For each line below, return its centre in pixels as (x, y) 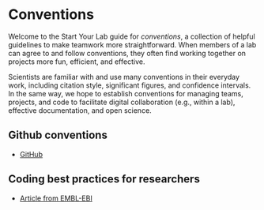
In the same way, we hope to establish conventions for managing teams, (126, 93)
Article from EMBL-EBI (56, 198)
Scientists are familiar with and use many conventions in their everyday (124, 77)
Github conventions (58, 135)
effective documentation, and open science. (80, 110)
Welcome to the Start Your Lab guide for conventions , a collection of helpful (132, 36)
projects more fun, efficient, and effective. (77, 62)
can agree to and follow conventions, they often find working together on (127, 53)
